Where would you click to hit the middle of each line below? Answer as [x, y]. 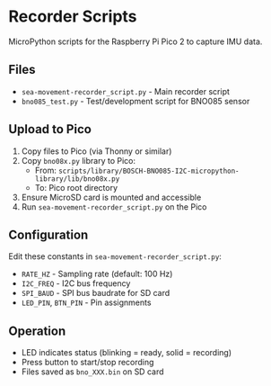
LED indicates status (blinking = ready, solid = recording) [127, 353]
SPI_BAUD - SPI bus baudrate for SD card [96, 293]
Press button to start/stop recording [87, 363]
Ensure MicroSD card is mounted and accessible [111, 197]
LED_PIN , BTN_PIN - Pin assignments [86, 302]
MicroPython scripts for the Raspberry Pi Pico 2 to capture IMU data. [135, 41]
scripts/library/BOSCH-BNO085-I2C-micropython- [149, 171]
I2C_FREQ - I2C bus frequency [76, 283]
